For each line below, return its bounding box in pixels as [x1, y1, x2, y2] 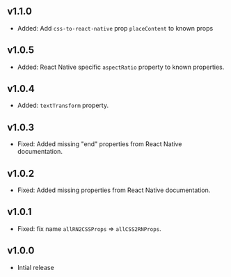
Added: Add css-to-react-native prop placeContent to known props [17, 24, 214, 32]
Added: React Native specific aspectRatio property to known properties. [17, 63, 225, 71]
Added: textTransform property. [17, 101, 109, 110]
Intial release [17, 263, 54, 271]
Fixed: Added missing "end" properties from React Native [17, 140, 182, 148]
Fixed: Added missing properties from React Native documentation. [17, 186, 211, 194]
